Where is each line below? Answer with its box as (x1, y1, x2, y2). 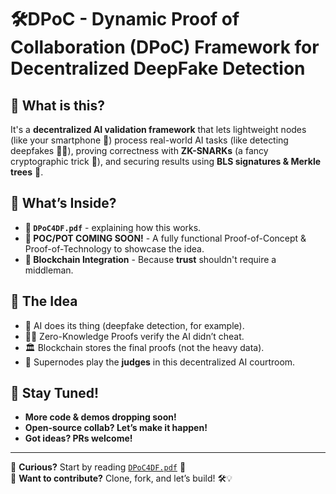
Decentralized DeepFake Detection (10, 57, 306, 80)
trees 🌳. (10, 166, 44, 178)
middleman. (24, 264, 74, 276)
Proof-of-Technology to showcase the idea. (24, 242, 205, 255)
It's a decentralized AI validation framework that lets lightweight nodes (10, 124, 307, 135)
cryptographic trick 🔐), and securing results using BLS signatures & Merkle (10, 156, 322, 167)
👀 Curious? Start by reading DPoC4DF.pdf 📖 (10, 461, 187, 473)
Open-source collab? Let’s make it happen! (24, 422, 208, 434)
